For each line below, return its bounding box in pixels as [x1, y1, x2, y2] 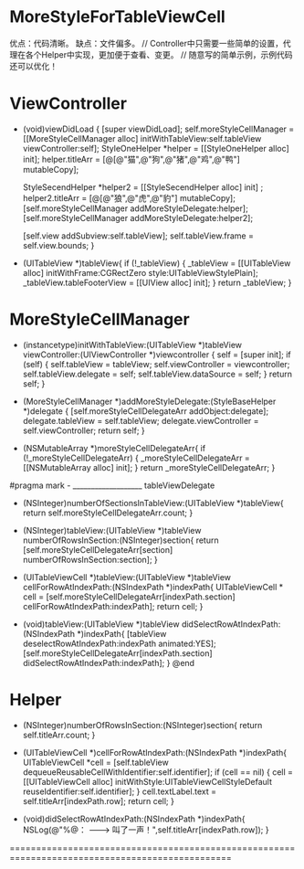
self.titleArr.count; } [22, 729, 96, 740]
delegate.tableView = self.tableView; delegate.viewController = [22, 415, 259, 426]
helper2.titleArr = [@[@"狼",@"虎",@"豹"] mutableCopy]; [22, 192, 236, 203]
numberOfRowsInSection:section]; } [22, 554, 158, 565]
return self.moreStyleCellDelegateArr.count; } [22, 507, 194, 518]
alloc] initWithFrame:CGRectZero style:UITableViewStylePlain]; [22, 267, 258, 278]
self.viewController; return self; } [22, 425, 146, 436]
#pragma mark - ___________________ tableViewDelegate [9, 480, 215, 491]
